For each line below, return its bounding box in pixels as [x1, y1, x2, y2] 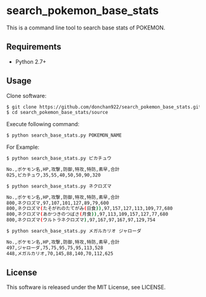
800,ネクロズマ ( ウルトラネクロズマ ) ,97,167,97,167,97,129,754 [6, 217, 156, 224]
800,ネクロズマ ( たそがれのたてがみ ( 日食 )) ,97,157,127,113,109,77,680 [6, 206, 173, 212]
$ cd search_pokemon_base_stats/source [6, 110, 109, 116]
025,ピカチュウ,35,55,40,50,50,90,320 [6, 172, 101, 178]
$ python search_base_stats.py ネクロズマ [6, 183, 112, 189]
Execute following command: [6, 121, 80, 128]
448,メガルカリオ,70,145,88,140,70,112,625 [6, 250, 113, 257]
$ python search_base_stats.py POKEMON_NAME [6, 132, 122, 138]
